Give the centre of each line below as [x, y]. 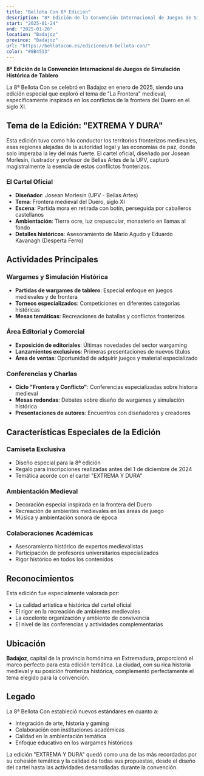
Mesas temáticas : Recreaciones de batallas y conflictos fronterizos [100, 316]
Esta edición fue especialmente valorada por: [63, 593]
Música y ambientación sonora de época [66, 517]
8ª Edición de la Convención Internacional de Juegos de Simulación [93, 69]
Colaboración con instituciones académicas [70, 729]
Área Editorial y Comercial [46, 332]
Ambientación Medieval [42, 491]
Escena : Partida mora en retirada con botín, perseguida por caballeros [103, 208]
